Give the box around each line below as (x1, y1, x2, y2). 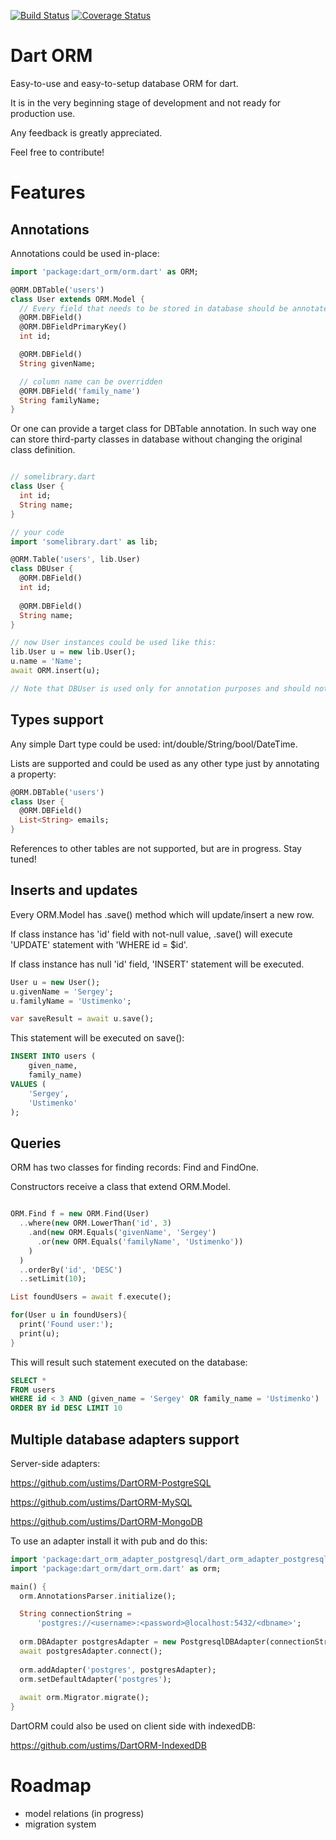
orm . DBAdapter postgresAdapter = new (19, 1637, 177, 1647)
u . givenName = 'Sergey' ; (10, 986, 114, 997)
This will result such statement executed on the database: (10, 1356, 248, 1368)
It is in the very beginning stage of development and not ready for (10, 96, 282, 109)
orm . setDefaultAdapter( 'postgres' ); (19, 1674, 172, 1684)
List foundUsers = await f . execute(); (10, 1292, 172, 1302)
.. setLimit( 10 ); (19, 1274, 87, 1284)
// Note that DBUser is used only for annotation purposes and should (10, 683, 311, 694)
